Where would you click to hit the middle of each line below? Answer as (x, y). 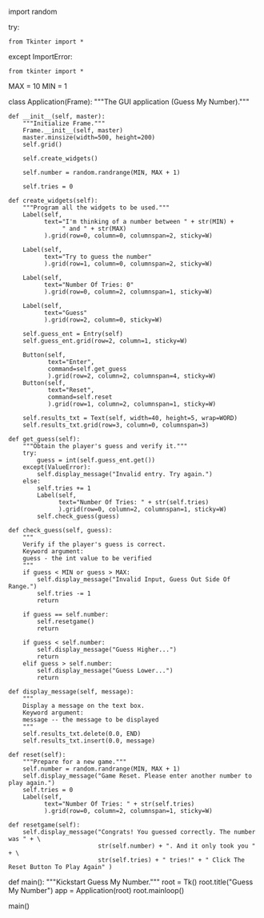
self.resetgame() (66, 621)
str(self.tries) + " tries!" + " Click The (171, 860)
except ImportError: (41, 57)
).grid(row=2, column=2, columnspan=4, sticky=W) (132, 376)
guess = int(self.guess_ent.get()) (96, 460)
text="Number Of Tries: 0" (89, 285)
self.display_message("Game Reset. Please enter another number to (137, 776)
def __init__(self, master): (57, 116)
